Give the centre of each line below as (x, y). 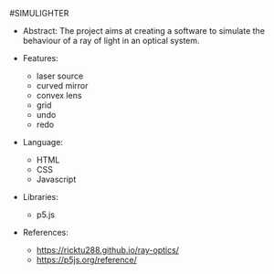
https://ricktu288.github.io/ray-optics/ (108, 250)
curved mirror (62, 85)
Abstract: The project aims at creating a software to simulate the (143, 31)
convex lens (59, 95)
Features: (41, 58)
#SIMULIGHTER (39, 13)
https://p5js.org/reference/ (86, 260)
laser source (60, 76)
